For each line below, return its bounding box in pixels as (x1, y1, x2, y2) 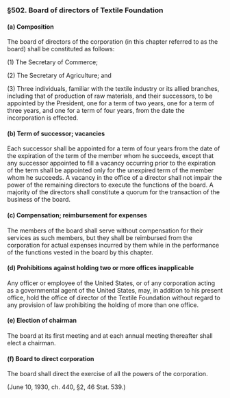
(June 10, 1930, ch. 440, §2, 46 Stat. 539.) (7, 383, 126, 391)
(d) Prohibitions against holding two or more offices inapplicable (7, 264, 194, 272)
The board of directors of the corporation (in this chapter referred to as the (7, 38, 218, 46)
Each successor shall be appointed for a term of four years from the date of (7, 144, 220, 152)
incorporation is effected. (7, 114, 79, 122)
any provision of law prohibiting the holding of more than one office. (7, 300, 199, 309)
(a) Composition (7, 23, 54, 31)
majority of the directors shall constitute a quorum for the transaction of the (7, 188, 220, 196)
